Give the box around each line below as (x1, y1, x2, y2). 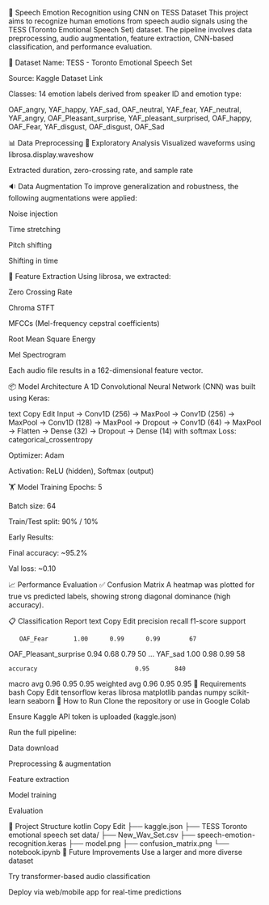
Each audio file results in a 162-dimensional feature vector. (8, 366, 204, 375)
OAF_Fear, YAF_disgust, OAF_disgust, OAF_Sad (8, 122, 165, 131)
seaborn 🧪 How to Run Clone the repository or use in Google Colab (27, 696, 250, 705)
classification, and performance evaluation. (8, 42, 153, 52)
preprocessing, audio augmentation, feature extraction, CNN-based (8, 33, 234, 43)
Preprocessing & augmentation (8, 759, 111, 768)
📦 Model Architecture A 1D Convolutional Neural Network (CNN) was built (8, 382, 256, 391)
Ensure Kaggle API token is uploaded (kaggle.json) (8, 712, 177, 721)
